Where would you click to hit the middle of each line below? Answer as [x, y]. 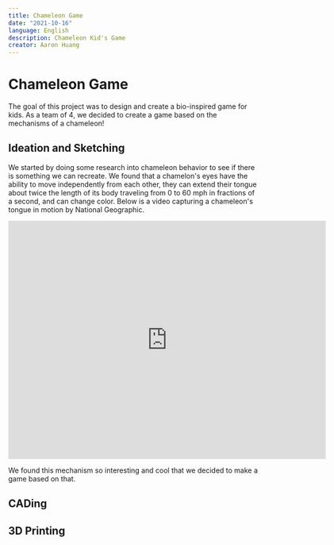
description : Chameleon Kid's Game [67, 38]
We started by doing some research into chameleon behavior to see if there [132, 167]
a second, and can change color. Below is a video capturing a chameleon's [131, 201]
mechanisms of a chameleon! [56, 123]
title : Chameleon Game [46, 15]
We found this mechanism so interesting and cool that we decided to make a [133, 470]
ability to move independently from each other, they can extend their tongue [133, 184]
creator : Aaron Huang [44, 45]
